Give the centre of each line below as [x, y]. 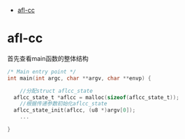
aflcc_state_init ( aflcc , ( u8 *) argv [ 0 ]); [75, 110]
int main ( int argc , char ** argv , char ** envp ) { [79, 78]
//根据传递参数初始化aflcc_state [64, 104]
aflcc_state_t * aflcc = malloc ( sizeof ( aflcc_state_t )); [96, 97]
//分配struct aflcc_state [56, 91]
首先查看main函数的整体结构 [48, 58]
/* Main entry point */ [42, 72]
